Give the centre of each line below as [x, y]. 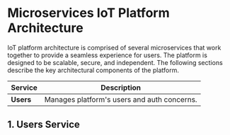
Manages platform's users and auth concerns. [121, 99]
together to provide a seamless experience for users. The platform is [107, 55]
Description [121, 88]
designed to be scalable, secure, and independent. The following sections [115, 62]
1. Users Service [44, 125]
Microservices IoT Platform [88, 13]
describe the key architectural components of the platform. [93, 70]
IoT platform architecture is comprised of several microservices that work [114, 47]
